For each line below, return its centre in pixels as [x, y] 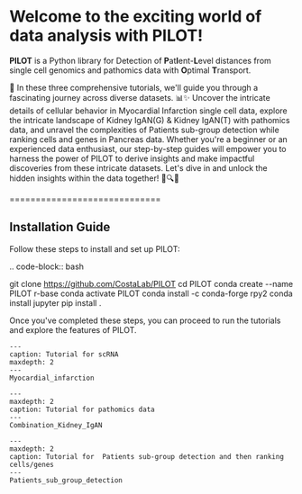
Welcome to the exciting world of [136, 17]
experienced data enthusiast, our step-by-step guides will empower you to [148, 148]
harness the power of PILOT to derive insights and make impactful [132, 158]
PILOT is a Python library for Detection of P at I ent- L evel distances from [141, 60]
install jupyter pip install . [55, 302]
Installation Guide [60, 227]
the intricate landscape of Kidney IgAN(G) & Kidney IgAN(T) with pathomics [150, 120]
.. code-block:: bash [46, 266]
